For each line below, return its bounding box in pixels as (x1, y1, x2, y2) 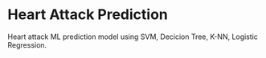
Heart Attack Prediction (7, 6, 168, 24)
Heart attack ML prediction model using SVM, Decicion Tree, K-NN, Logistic (7, 32, 259, 41)
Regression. (7, 40, 47, 49)
